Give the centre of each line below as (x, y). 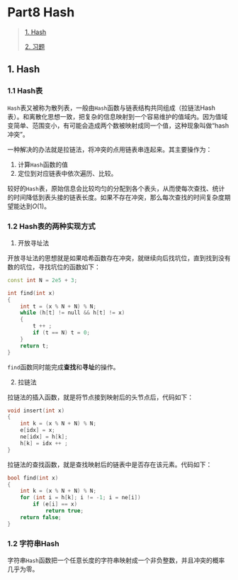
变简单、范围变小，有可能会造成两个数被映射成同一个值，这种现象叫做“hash (118, 126)
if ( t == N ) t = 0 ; (62, 333)
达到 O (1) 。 (35, 206)
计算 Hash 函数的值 (43, 164)
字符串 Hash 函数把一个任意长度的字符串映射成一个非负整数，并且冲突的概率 (116, 560)
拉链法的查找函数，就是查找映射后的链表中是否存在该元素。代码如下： (110, 464)
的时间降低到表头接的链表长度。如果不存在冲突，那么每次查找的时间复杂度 (116, 197)
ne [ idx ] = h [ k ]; (44, 437)
